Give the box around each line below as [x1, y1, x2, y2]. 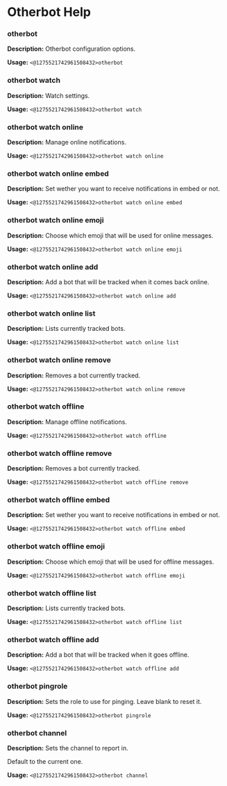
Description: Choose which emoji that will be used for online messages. [7, 231, 214, 240]
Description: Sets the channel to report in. [7, 744, 128, 752]
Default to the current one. [7, 757, 83, 765]
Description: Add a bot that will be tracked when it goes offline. [7, 650, 190, 659]
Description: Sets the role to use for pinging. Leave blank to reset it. [7, 697, 202, 705]
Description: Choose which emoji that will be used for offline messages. [7, 557, 215, 566]
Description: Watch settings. [7, 91, 90, 99]
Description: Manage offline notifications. [7, 418, 127, 426]
